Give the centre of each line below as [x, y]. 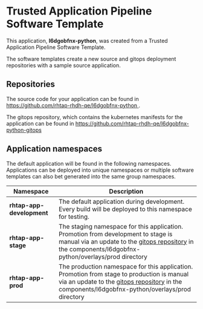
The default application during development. [121, 201]
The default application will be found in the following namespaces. [89, 163]
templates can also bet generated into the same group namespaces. [91, 176]
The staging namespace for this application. [121, 226]
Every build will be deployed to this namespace [125, 209]
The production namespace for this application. [126, 266]
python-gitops [24, 130]
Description [126, 191]
